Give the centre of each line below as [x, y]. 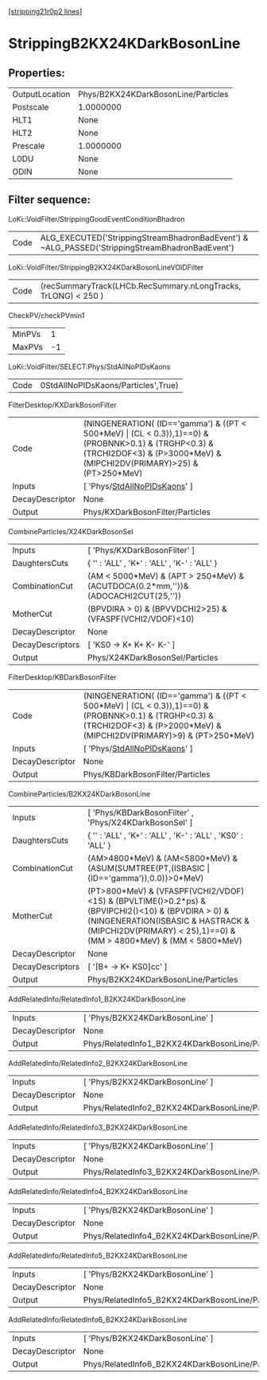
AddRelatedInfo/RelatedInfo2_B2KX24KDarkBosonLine [98, 1063]
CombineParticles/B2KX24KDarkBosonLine [79, 793]
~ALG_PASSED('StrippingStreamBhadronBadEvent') [137, 247]
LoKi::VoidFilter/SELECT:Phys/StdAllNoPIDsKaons [89, 366]
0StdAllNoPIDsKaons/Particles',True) [109, 385]
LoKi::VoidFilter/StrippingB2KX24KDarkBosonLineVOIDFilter [106, 267]
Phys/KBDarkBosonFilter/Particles [147, 774]
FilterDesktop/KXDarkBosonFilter [62, 405]
